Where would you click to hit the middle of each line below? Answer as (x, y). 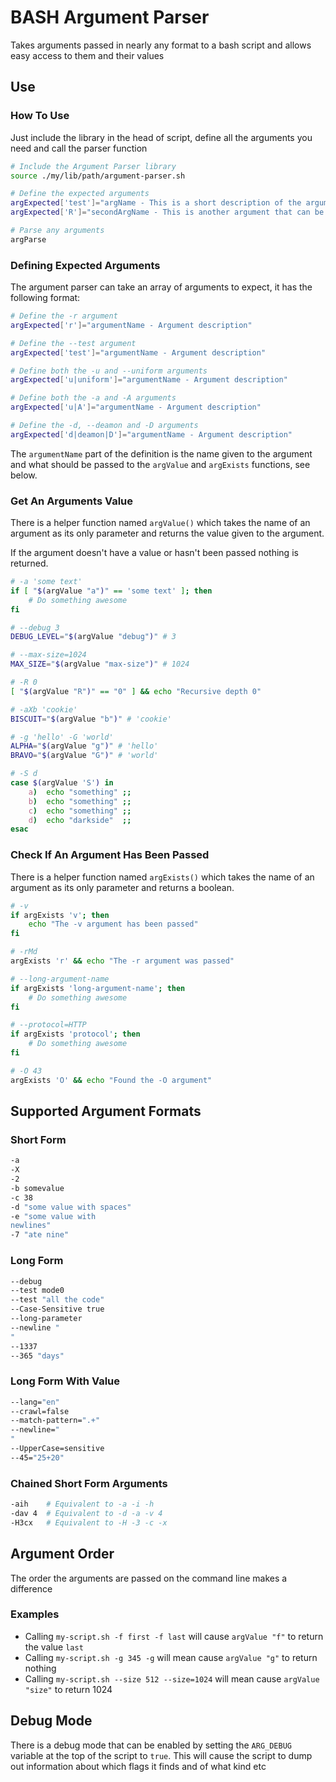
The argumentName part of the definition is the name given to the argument (161, 453)
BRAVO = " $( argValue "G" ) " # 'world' (84, 756)
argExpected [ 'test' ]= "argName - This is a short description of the (156, 203)
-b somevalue (37, 1188)
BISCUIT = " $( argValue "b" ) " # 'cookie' (91, 719)
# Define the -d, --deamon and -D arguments (104, 426)
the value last (54, 1647)
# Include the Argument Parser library (93, 166)
